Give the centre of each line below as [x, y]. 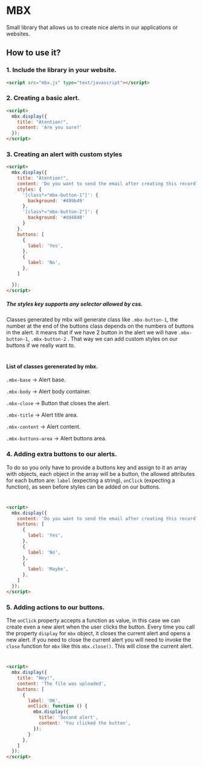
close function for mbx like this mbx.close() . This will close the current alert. [100, 646]
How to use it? [34, 53]
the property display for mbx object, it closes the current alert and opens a [98, 633]
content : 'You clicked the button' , [85, 723]
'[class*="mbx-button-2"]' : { [60, 212]
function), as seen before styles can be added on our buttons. [83, 487]
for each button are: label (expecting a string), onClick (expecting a [91, 480]
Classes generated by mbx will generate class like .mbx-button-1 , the [92, 319]
